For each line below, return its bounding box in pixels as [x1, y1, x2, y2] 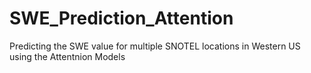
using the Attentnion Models [9, 50, 126, 62]
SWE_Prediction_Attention [9, 7, 234, 30]
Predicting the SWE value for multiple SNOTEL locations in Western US [9, 40, 301, 52]
